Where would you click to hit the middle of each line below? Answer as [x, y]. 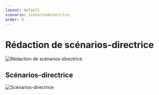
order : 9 [15, 19]
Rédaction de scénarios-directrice [80, 45]
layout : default [22, 10]
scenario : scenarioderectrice [38, 15]
